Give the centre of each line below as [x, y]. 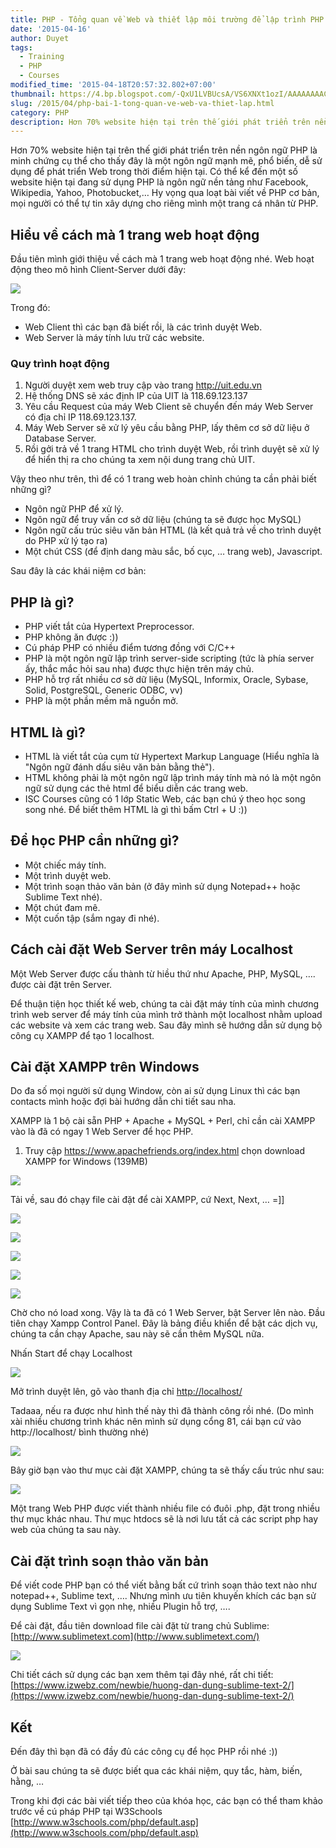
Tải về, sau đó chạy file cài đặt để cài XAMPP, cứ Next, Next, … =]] [147, 1200]
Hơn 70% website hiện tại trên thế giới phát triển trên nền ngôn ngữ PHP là [164, 150]
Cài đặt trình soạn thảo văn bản [109, 1561]
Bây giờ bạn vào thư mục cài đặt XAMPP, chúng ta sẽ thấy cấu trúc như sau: [167, 1470]
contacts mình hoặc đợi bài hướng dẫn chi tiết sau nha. [123, 1102]
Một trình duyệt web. [68, 875]
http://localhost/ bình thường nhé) [80, 1432]
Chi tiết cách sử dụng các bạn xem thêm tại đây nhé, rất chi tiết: [142, 1675]
